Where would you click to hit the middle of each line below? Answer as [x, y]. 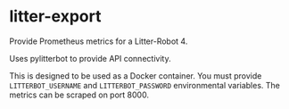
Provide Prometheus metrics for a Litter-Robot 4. [99, 41]
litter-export [55, 17]
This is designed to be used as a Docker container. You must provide [136, 75]
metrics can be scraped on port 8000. [79, 95]
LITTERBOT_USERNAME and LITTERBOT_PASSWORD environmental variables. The [145, 85]
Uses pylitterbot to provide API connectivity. [90, 58]
